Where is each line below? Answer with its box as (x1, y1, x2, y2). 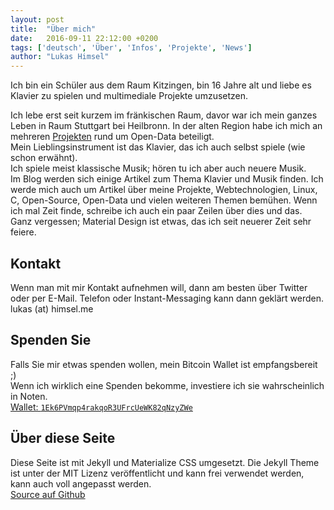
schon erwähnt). (10, 152, 78, 164)
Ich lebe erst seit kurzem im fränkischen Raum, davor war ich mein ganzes (10, 109, 318, 121)
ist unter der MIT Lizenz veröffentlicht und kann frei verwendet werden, (10, 467, 305, 479)
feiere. (10, 226, 37, 238)
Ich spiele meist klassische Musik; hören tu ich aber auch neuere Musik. (10, 162, 307, 175)
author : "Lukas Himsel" (10, 52, 110, 62)
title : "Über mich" (10, 24, 97, 34)
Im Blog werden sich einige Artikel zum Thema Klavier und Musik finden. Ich (10, 173, 324, 185)
